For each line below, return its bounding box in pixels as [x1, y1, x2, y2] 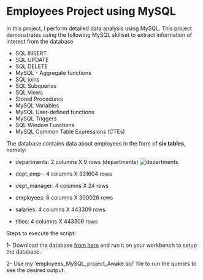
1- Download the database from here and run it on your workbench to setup [6, 241, 197, 249]
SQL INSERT [15, 49, 47, 56]
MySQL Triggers [15, 115, 57, 122]
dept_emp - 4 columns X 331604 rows [15, 170, 112, 177]
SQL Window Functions [15, 121, 75, 128]
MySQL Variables [15, 101, 59, 109]
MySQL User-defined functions [15, 108, 95, 115]
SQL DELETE [15, 63, 48, 70]
